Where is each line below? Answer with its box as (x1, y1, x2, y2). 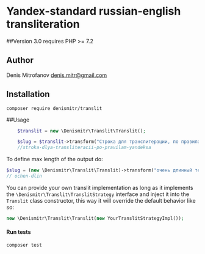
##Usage (6, 116, 30, 123)
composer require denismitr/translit (6, 105, 103, 111)
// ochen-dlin (6, 173, 43, 180)
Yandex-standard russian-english (6, 4, 181, 18)
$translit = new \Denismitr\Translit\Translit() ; (17, 128, 146, 134)
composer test (6, 242, 43, 249)
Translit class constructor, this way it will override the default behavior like (6, 197, 196, 204)
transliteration (6, 17, 81, 31)
